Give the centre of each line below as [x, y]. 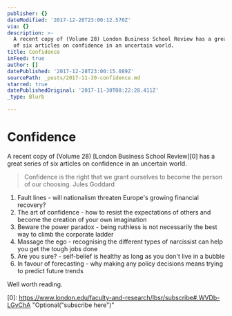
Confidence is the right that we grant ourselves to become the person [123, 177]
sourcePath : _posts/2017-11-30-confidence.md [74, 78]
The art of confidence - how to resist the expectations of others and [114, 212]
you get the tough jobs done [57, 248]
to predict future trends [50, 270]
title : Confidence [33, 52]
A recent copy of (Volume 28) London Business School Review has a [113, 39]
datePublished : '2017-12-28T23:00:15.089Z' [71, 71]
